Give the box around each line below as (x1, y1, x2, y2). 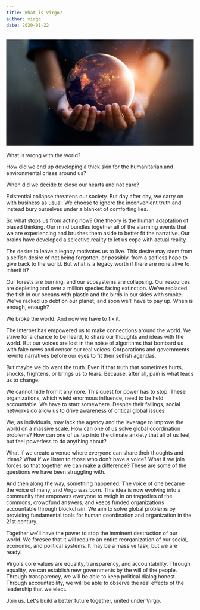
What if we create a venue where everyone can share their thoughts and (6, 449, 184, 456)
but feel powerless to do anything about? (6, 437, 107, 445)
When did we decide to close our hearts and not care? (6, 181, 139, 188)
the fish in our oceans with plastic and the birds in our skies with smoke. (6, 290, 183, 298)
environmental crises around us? (6, 169, 86, 176)
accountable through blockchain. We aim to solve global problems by (6, 505, 176, 512)
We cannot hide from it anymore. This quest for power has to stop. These (6, 388, 186, 395)
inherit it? (6, 266, 29, 274)
